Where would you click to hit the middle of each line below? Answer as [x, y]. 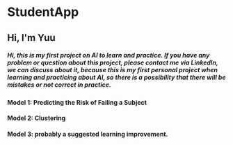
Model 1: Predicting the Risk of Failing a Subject [77, 102]
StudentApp [43, 12]
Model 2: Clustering [37, 118]
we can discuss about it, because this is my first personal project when [112, 70]
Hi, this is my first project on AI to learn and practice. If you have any [109, 56]
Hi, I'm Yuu [31, 38]
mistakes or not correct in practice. [59, 85]
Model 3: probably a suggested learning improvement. [88, 134]
